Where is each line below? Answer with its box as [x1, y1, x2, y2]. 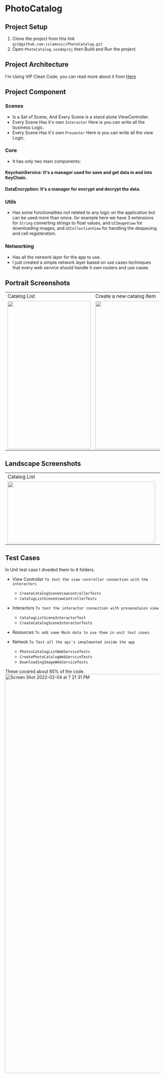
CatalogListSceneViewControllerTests [19, 596, 97, 602]
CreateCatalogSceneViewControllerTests [19, 591, 102, 596]
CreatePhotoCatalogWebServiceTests [19, 654, 92, 660]
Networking [5, 243, 34, 250]
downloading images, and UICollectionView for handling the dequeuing [12, 225, 157, 231]
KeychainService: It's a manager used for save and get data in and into [5, 170, 152, 176]
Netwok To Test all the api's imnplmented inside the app [12, 639, 135, 645]
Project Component [5, 88, 66, 96]
